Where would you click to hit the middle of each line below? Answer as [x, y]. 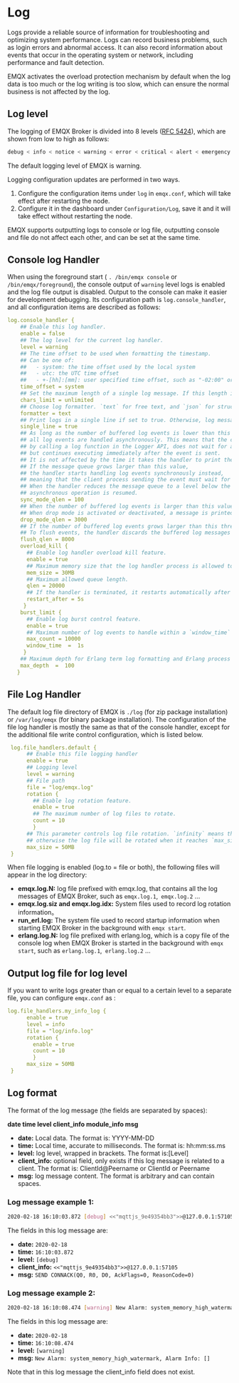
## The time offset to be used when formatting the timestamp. [116, 353]
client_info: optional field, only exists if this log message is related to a [121, 1160]
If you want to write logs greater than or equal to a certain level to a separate [119, 990]
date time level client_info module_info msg [73, 1124]
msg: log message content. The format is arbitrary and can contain [116, 1176]
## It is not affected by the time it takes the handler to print [121, 460]
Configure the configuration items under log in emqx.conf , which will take [124, 193]
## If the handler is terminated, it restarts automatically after [128, 593]
